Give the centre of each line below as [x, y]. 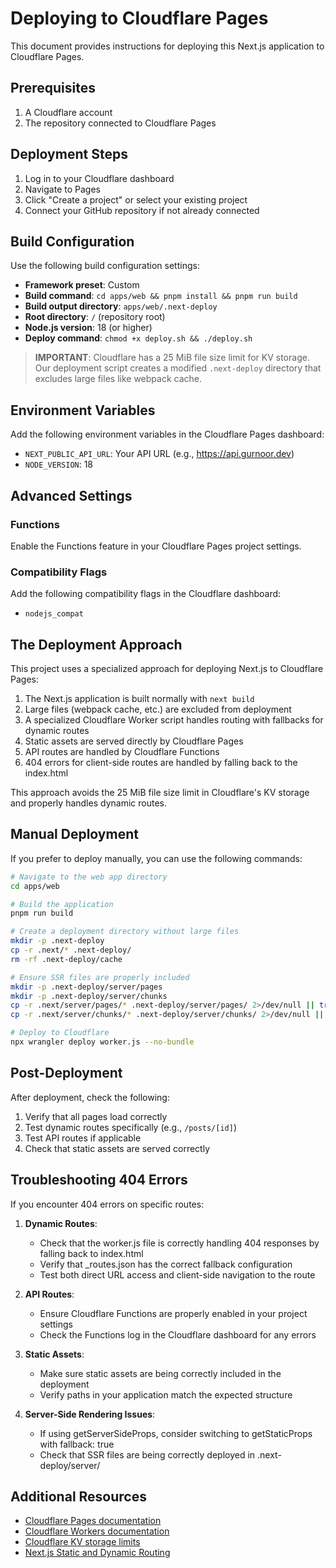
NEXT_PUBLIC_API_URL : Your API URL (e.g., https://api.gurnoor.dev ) [159, 454]
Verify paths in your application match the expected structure [166, 1394]
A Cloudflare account [68, 112]
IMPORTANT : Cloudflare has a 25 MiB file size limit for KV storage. [172, 358]
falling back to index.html [91, 1253]
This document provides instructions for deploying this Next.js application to [167, 46]
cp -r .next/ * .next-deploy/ [71, 950]
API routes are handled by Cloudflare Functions [122, 751]
